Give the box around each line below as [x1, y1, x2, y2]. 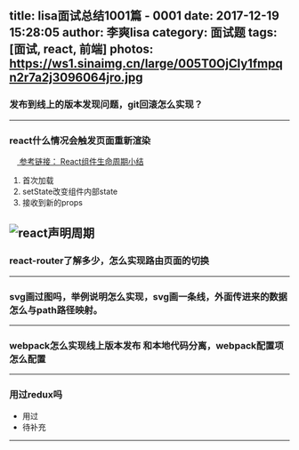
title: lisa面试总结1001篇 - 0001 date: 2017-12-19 [9, 8, 280, 24]
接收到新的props [21, 197, 83, 207]
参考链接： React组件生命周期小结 [19, 156, 144, 166]
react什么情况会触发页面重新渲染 [9, 134, 151, 147]
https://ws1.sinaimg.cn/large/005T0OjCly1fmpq [9, 56, 283, 71]
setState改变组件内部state [21, 186, 118, 197]
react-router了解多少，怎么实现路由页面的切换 [9, 254, 210, 267]
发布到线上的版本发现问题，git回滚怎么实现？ [9, 99, 203, 111]
